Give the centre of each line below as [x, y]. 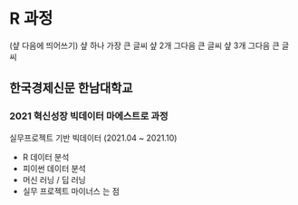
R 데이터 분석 [46, 157]
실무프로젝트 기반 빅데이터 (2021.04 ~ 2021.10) [93, 138]
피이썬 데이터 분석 [54, 168]
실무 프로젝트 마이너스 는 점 [71, 190]
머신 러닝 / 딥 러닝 [54, 180]
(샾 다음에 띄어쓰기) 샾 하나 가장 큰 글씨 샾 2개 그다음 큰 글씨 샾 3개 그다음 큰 [144, 45]
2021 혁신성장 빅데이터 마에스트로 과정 [89, 116]
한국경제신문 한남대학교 [71, 88]
